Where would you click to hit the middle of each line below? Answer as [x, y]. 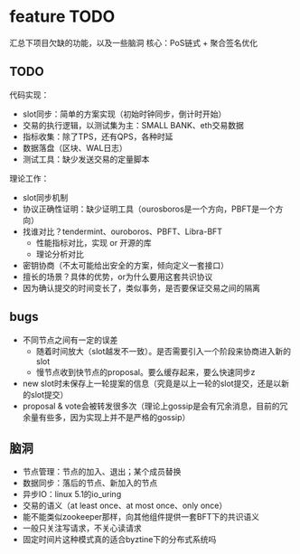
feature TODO [62, 17]
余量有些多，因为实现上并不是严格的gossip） [106, 417]
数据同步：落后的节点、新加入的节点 [90, 483]
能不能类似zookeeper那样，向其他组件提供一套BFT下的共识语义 [141, 517]
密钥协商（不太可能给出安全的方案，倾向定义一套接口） [125, 265]
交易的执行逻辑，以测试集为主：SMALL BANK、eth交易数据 [133, 125]
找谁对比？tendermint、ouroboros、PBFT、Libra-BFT [122, 231]
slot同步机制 [45, 197]
